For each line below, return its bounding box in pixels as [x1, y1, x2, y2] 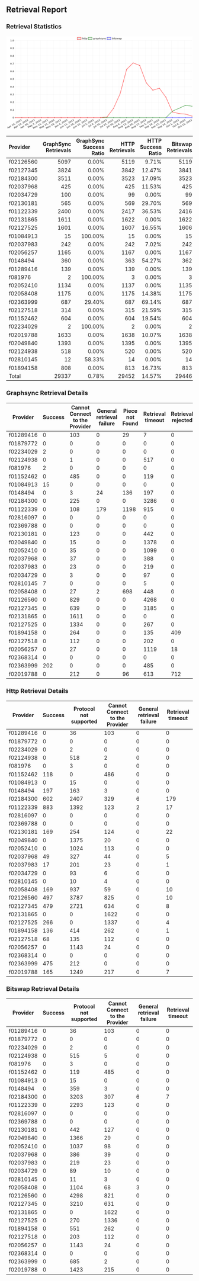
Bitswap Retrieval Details [6, 984, 80, 993]
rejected [171, 417, 193, 424]
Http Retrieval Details [6, 687, 69, 695]
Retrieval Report [6, 5, 68, 15]
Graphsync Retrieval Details [6, 389, 88, 397]
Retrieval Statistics [6, 23, 62, 31]
